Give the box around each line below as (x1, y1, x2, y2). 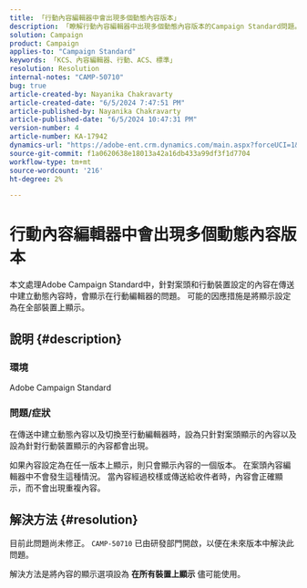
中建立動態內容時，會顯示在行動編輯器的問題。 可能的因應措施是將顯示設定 (9, 291, 292, 302)
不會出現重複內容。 (33, 482, 106, 493)
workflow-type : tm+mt (9, 157, 92, 167)
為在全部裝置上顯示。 (9, 302, 89, 313)
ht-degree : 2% (9, 174, 64, 183)
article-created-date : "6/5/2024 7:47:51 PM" (9, 98, 185, 108)
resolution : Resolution (9, 65, 100, 74)
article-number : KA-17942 (9, 132, 107, 141)
